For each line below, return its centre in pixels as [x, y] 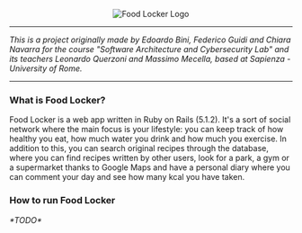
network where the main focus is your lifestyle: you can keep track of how [147, 130]
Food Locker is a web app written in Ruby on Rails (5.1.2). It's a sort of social [150, 120]
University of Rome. [46, 68]
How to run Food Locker [62, 201]
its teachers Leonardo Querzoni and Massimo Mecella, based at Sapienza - [150, 59]
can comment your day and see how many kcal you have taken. [127, 177]
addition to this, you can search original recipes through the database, [139, 148]
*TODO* [26, 220]
